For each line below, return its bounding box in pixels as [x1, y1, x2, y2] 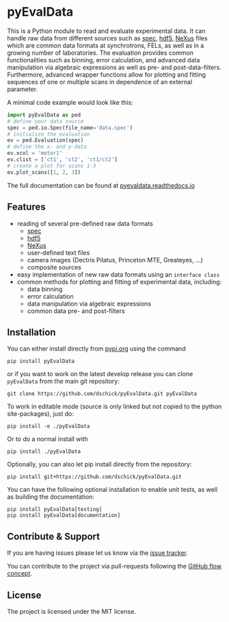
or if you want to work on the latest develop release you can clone [7, 370, 193, 378]
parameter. [7, 85, 38, 93]
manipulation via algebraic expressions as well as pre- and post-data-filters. [7, 63, 222, 71]
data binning [27, 285, 63, 293]
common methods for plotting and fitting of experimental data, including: [16, 277, 222, 286]
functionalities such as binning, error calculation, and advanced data [7, 55, 200, 64]
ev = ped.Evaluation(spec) [7, 137, 84, 144]
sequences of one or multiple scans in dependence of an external [7, 77, 193, 86]
